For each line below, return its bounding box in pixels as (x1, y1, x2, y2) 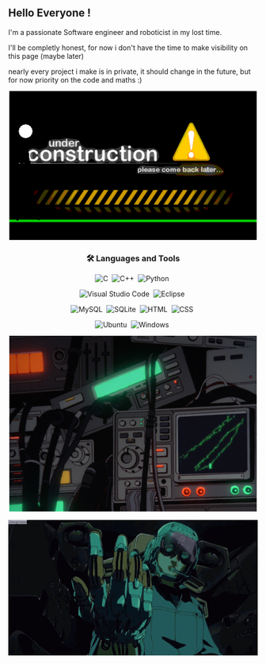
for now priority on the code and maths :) (8, 75, 142, 84)
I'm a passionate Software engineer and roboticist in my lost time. (8, 27, 222, 37)
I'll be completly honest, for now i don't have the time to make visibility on (8, 43, 248, 52)
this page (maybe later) (8, 51, 85, 60)
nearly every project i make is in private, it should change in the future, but (8, 67, 251, 76)
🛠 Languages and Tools (85, 253, 180, 264)
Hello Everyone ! (8, 6, 91, 20)
